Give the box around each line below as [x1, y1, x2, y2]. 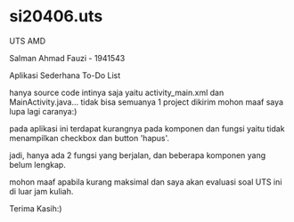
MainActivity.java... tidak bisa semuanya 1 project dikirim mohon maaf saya [9, 96, 283, 107]
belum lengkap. [9, 159, 67, 170]
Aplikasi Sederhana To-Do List [9, 69, 121, 81]
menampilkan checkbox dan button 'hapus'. [9, 132, 170, 143]
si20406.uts [9, 6, 103, 27]
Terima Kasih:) [9, 202, 62, 214]
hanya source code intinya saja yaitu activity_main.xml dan [9, 87, 225, 98]
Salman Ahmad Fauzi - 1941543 [9, 52, 126, 63]
